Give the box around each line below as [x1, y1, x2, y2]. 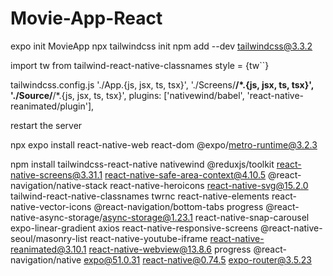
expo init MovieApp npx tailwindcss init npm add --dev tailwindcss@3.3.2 [10, 40, 313, 52]
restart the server [10, 119, 83, 131]
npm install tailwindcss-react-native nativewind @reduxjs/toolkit [10, 158, 275, 170]
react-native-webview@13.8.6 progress [88, 243, 252, 255]
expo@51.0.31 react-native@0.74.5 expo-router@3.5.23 [83, 253, 312, 266]
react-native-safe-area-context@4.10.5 [104, 168, 267, 181]
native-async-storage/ [10, 211, 103, 223]
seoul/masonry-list [10, 232, 88, 244]
